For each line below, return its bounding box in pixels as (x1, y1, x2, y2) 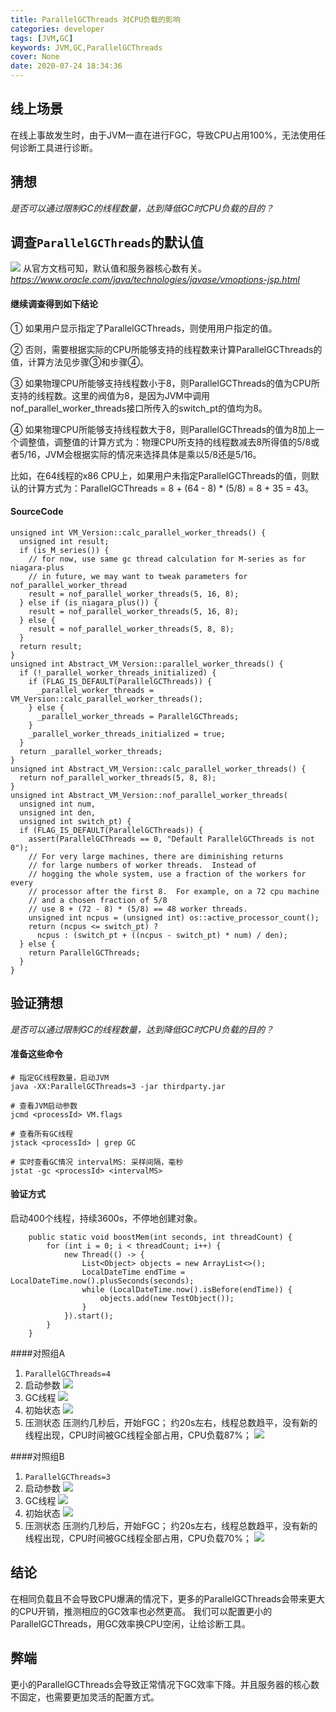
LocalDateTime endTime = (81, 1267, 186, 1278)
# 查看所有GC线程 (10, 1129, 73, 1139)
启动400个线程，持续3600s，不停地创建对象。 (10, 1212, 203, 1225)
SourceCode (10, 506, 64, 518)
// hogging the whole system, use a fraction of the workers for (28, 869, 307, 879)
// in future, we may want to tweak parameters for (28, 571, 248, 581)
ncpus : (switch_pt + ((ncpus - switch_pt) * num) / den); (36, 930, 288, 940)
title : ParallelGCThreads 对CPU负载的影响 (10, 14, 181, 25)
